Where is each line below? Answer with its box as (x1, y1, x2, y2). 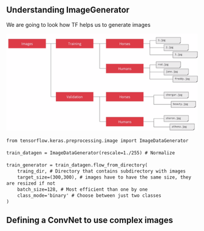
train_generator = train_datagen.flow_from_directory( (6, 162, 148, 168)
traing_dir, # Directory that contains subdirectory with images (17, 168, 186, 174)
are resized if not (6, 180, 56, 187)
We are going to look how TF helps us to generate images (6, 21, 151, 28)
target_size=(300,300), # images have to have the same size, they (17, 174, 191, 180)
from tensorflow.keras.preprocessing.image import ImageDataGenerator (6, 137, 189, 144)
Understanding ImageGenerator (6, 5, 130, 15)
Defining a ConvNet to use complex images (6, 215, 173, 226)
